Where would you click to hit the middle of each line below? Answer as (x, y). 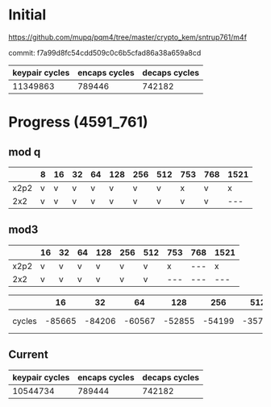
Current (28, 355)
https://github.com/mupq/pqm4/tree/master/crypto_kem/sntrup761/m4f (128, 37)
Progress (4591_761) (78, 122)
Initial (27, 15)
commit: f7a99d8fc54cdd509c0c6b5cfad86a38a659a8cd (105, 52)
